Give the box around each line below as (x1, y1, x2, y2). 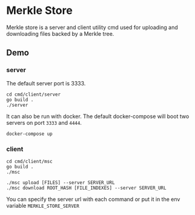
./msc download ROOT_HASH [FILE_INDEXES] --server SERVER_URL (6, 185, 167, 191)
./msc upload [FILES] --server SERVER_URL (6, 179, 115, 185)
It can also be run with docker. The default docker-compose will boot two (6, 113, 190, 120)
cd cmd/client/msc (6, 158, 53, 164)
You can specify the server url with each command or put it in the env (6, 195, 180, 203)
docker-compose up (6, 131, 53, 137)
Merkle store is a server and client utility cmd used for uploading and (6, 24, 179, 31)
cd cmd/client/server (6, 91, 61, 98)
